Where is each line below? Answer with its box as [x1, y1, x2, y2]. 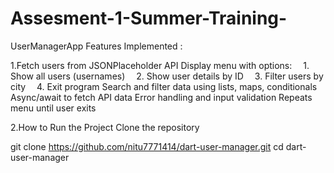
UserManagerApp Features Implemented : [10, 40, 183, 52]
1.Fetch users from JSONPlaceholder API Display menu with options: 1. [10, 59, 310, 71]
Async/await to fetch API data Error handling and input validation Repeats [10, 91, 313, 103]
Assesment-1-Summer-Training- [10, 7, 288, 30]
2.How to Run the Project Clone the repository [10, 121, 200, 133]
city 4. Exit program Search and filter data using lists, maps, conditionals [10, 80, 318, 92]
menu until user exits [10, 102, 97, 114]
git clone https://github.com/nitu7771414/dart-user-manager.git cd [10, 140, 284, 152]
